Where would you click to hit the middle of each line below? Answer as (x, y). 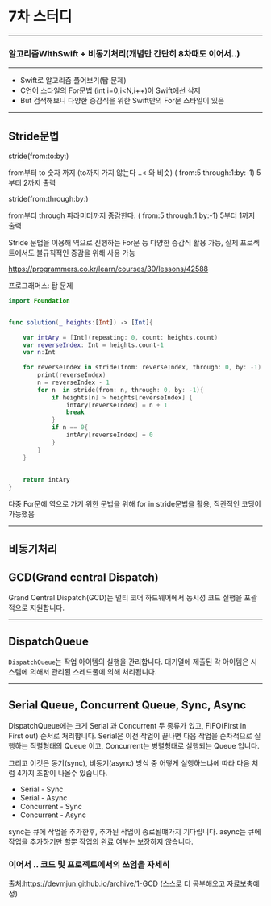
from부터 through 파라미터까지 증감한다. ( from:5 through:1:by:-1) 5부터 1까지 (132, 215)
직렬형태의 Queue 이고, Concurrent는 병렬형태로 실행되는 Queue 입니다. (144, 745)
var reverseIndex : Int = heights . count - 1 (93, 345)
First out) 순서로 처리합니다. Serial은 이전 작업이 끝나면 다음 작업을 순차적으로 (130, 736)
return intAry (46, 480)
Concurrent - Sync (51, 806)
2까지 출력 (40, 183)
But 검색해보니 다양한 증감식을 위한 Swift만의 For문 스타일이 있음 (122, 101)
